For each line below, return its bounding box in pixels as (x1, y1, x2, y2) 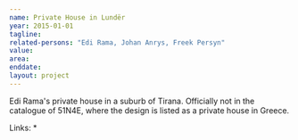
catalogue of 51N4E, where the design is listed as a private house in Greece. (9, 104, 290, 116)
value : (9, 46, 34, 55)
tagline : (9, 29, 42, 38)
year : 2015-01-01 (9, 21, 74, 30)
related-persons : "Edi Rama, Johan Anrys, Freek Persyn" (9, 37, 226, 47)
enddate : (9, 63, 42, 72)
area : (9, 54, 29, 63)
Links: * (9, 122, 37, 133)
